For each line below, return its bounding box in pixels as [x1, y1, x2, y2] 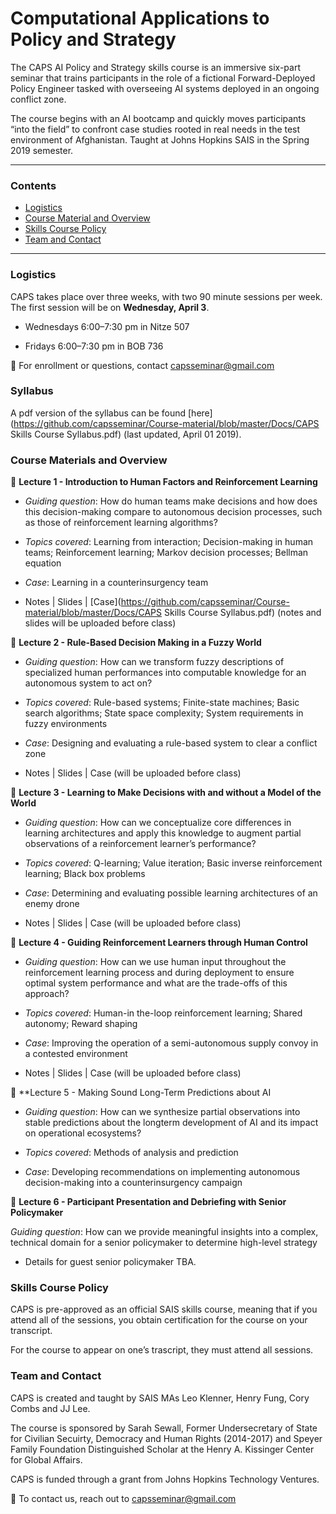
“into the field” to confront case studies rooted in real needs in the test [10, 123, 301, 135]
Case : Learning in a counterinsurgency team [24, 577, 209, 589]
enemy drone [24, 898, 80, 910]
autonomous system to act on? [24, 677, 153, 689]
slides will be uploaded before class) [24, 617, 177, 629]
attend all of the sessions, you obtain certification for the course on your [10, 1314, 308, 1326]
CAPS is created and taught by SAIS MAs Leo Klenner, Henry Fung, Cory [10, 1392, 310, 1404]
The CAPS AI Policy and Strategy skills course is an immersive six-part [10, 61, 301, 73]
